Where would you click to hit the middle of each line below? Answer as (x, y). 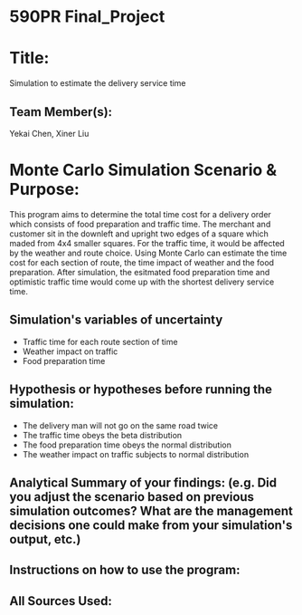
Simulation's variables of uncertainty (116, 320)
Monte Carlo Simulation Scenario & (143, 170)
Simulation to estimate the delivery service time (98, 83)
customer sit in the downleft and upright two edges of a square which (139, 234)
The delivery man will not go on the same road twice (120, 425)
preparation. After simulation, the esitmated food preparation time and (140, 272)
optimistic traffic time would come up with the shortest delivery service (142, 282)
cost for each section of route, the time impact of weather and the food (142, 262)
